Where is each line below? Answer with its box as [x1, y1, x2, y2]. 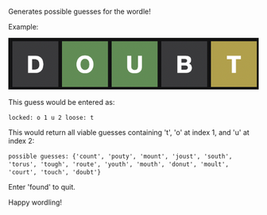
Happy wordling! [8, 198, 62, 207]
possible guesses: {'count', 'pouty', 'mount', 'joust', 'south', [8, 152, 233, 161]
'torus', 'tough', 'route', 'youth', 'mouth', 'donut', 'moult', [8, 160, 229, 169]
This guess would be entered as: [8, 98, 115, 107]
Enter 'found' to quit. [8, 182, 75, 192]
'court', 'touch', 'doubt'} [8, 168, 102, 177]
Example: [8, 22, 39, 31]
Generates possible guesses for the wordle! [8, 7, 151, 16]
